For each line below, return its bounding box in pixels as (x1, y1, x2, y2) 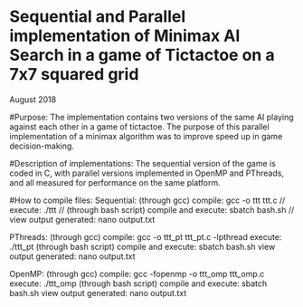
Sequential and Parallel (9, 6, 186, 27)
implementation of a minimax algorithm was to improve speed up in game (9, 130, 283, 141)
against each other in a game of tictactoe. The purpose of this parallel (9, 120, 270, 132)
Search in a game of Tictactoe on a (9, 45, 275, 65)
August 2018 (9, 93, 57, 105)
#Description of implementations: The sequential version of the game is (9, 158, 276, 168)
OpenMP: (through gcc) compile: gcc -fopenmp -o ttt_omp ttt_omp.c (9, 268, 265, 279)
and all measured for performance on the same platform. (9, 177, 221, 187)
